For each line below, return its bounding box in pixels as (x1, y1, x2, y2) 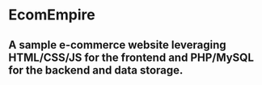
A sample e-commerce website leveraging (8, 38, 226, 52)
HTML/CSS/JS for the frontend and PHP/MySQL (8, 50, 255, 64)
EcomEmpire (8, 6, 95, 24)
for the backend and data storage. (8, 63, 184, 77)
